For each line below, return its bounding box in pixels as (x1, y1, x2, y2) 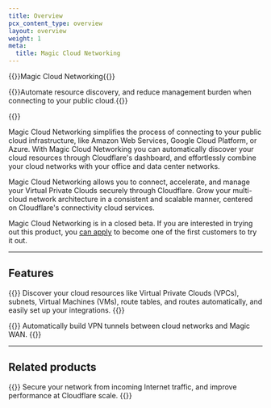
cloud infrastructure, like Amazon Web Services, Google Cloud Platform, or (8, 136, 257, 145)
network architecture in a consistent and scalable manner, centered (28, 195, 253, 204)
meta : (8, 42, 27, 50)
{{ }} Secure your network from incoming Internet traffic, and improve (8, 381, 237, 392)
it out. (8, 236, 28, 245)
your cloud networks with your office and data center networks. (8, 162, 220, 170)
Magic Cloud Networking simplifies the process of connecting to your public (8, 127, 262, 137)
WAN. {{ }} (8, 329, 42, 339)
